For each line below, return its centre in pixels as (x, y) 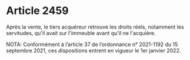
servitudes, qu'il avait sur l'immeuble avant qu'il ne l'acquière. (81, 33)
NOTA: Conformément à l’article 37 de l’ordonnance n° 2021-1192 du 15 (92, 44)
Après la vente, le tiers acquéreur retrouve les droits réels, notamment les (95, 27)
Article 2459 (37, 11)
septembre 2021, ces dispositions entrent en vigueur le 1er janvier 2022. (94, 50)
